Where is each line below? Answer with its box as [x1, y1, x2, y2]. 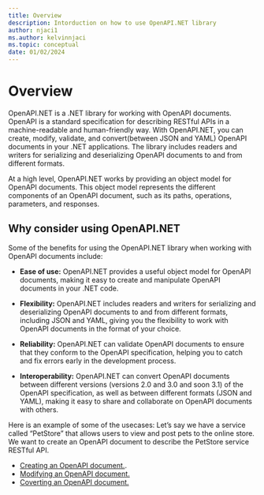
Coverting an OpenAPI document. [19, 477, 129, 486]
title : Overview [8, 11, 61, 20]
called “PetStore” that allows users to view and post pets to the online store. [8, 428, 255, 438]
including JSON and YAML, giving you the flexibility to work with [19, 315, 229, 324]
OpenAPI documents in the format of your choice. [19, 324, 181, 333]
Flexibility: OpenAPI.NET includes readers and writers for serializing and [19, 298, 256, 308]
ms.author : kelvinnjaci [8, 33, 87, 42]
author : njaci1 [8, 26, 58, 34]
